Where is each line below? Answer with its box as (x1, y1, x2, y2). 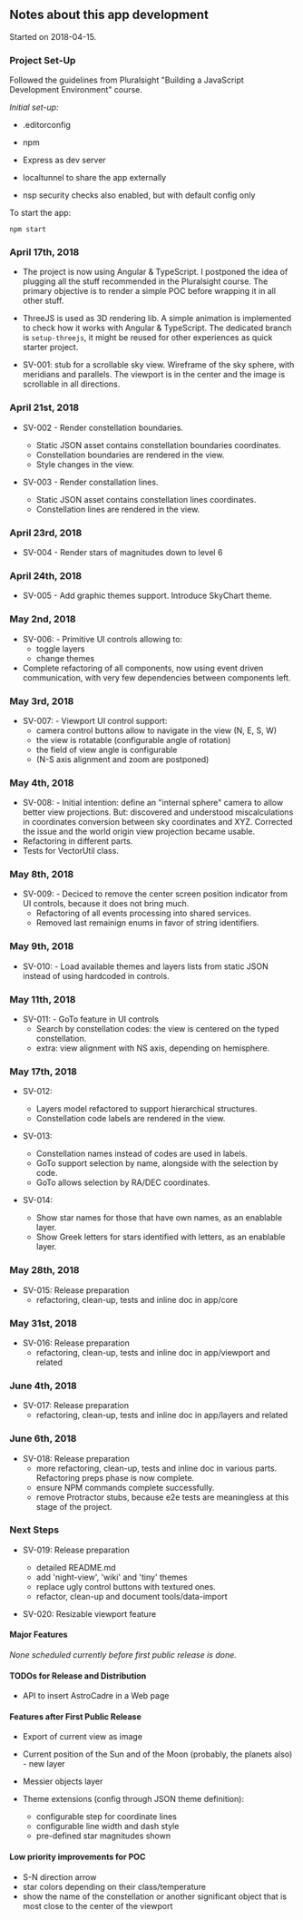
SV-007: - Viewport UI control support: (22, 715, 168, 726)
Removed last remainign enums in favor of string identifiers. (35, 917, 260, 928)
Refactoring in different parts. (22, 836, 133, 847)
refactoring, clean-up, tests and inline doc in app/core (35, 1294, 239, 1305)
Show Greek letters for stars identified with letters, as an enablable (35, 1231, 286, 1242)
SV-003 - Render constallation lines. (22, 476, 159, 487)
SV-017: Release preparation (22, 1400, 130, 1411)
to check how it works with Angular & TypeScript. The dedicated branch (22, 322, 292, 334)
